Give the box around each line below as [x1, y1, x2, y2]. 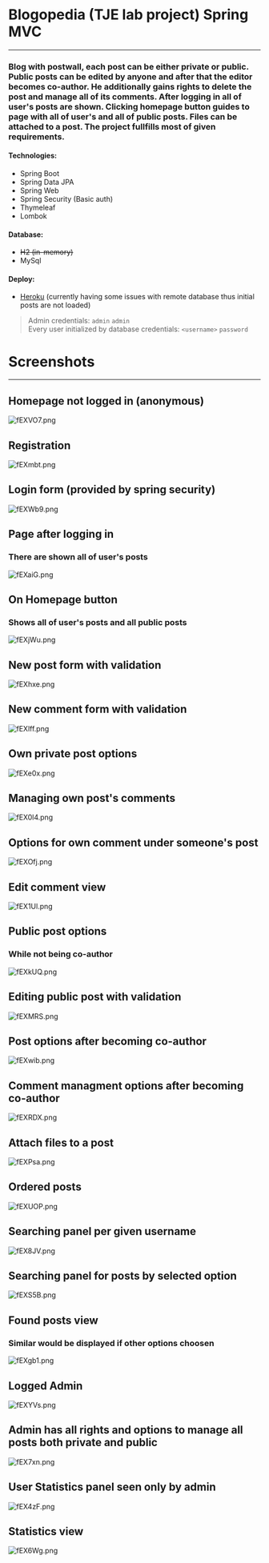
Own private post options [8, 747, 138, 761]
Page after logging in [8, 527, 114, 541]
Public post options [8, 924, 107, 938]
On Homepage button [8, 592, 118, 606]
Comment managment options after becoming [8, 1079, 244, 1092]
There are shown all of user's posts [8, 551, 148, 563]
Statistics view [8, 1525, 84, 1538]
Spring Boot [19, 169, 60, 178]
